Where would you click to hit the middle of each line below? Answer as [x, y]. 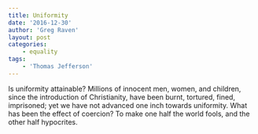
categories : [28, 45]
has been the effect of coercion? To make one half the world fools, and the [129, 114]
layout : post [29, 37]
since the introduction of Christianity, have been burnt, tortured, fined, [122, 97]
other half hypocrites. [43, 121]
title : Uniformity [38, 15]
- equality [40, 52]
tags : [17, 60]
